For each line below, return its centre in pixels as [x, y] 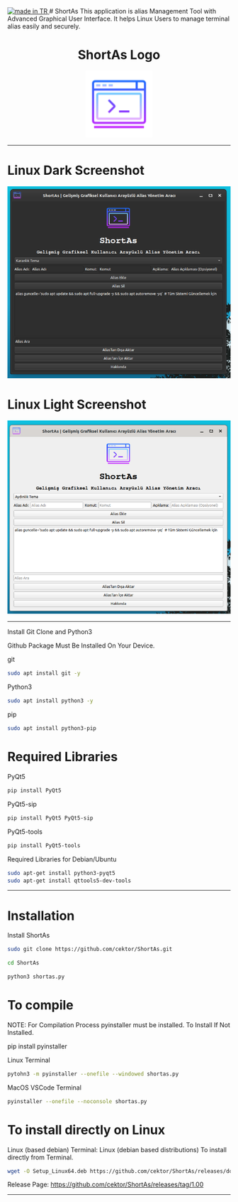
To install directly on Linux [86, 1130]
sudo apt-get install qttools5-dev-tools [69, 881]
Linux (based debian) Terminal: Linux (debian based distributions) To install [117, 1149]
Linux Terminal [29, 1060]
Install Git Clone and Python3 [50, 632]
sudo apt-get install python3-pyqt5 [61, 873]
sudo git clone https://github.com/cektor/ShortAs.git [90, 949]
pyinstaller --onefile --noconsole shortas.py [77, 1101]
